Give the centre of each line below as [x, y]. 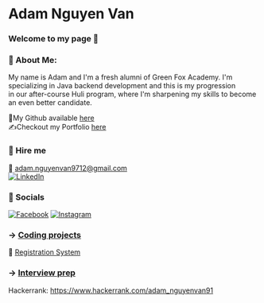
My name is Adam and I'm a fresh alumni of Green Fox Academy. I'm [120, 77]
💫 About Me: [33, 60]
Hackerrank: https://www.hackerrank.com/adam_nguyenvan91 [111, 290]
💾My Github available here [51, 118]
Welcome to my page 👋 [54, 39]
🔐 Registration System [45, 252]
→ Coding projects [45, 235]
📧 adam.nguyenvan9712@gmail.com [68, 168]
